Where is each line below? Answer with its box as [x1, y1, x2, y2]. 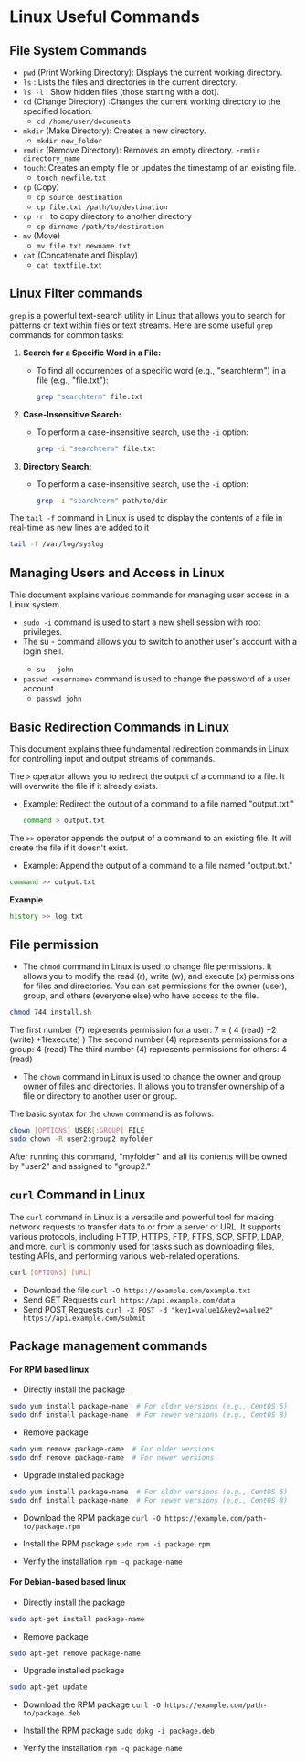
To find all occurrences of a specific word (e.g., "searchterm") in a [36, 364, 286, 375]
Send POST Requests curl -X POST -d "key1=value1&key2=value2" [22, 1303, 274, 1314]
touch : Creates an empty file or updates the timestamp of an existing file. [22, 163, 297, 173]
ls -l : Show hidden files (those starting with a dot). [22, 87, 220, 97]
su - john [36, 665, 75, 675]
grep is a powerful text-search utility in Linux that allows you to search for [9, 310, 286, 321]
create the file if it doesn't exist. [9, 842, 129, 853]
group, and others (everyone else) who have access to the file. [22, 990, 259, 1001]
